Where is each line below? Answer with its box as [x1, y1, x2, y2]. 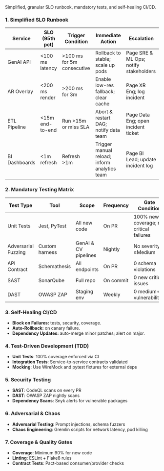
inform [95, 159, 111, 166]
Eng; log [126, 88, 145, 95]
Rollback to [95, 50, 121, 56]
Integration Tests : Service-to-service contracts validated [12, 359, 128, 365]
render [40, 94, 56, 101]
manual [95, 147, 112, 154]
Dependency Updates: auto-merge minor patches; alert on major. [12, 330, 145, 336]
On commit [103, 277, 128, 284]
